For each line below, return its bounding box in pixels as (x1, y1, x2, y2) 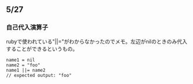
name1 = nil (6, 57, 35, 63)
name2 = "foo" (6, 62, 41, 68)
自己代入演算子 (6, 23, 49, 32)
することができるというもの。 (6, 45, 78, 52)
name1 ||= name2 (6, 67, 46, 73)
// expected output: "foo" (6, 72, 72, 78)
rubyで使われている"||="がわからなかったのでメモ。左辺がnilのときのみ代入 (6, 38, 188, 45)
